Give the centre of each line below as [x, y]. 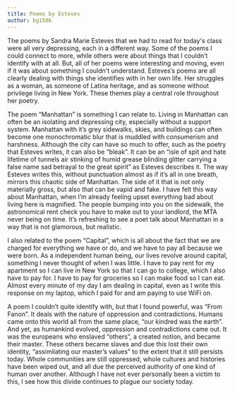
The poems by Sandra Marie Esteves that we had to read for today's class [115, 40]
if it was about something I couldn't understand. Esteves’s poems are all [112, 71]
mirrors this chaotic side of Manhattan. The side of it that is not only [106, 181]
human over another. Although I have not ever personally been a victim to [114, 374]
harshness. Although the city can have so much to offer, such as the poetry [117, 144]
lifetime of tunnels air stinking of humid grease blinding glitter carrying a [112, 159]
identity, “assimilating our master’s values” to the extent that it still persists [115, 351]
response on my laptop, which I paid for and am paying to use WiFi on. [110, 293]
